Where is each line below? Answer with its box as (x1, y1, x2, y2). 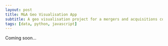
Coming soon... (5, 35, 36, 41)
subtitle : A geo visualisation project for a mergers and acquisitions (5, 16, 157, 21)
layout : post (5, 7, 32, 12)
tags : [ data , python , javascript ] (5, 21, 77, 26)
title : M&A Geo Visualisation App (5, 12, 77, 17)
